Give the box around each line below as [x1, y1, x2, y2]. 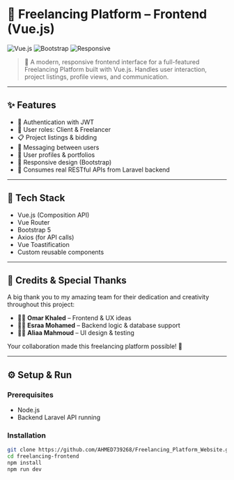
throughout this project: [7, 300, 75, 309]
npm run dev [7, 465, 42, 473]
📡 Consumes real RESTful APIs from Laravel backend [17, 165, 171, 174]
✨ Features [7, 99, 56, 111]
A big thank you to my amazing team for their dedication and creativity [7, 293, 210, 301]
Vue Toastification [17, 240, 70, 248]
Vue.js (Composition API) [17, 211, 90, 219]
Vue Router [17, 218, 50, 226]
